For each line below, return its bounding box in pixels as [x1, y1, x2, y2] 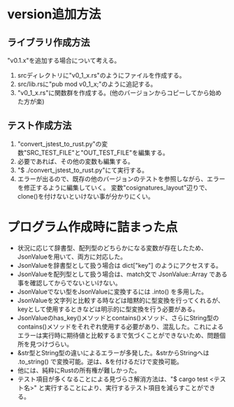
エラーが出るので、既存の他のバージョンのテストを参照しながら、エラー [17, 174, 226, 183]
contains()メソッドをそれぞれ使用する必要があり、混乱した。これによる [17, 322, 224, 331]
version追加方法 [7, 6, 101, 22]
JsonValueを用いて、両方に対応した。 [17, 252, 127, 261]
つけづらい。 [36, 340, 73, 348]
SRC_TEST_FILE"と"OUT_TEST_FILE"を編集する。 [27, 148, 169, 157]
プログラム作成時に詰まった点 [7, 220, 178, 235]
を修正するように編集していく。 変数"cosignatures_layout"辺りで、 [17, 183, 211, 192]
